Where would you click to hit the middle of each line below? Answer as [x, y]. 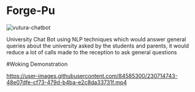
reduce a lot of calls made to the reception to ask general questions [92, 52]
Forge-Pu [31, 11]
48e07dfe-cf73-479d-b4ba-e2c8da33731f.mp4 [67, 82]
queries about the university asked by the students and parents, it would [97, 46]
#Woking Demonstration [37, 64]
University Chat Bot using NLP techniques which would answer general [96, 39]
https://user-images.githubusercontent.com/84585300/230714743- [92, 76]
